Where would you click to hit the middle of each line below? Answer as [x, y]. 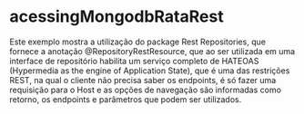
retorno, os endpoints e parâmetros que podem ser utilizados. [126, 99]
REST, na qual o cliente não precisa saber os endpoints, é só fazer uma [143, 80]
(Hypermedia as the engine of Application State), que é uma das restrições [150, 71]
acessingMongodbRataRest [117, 17]
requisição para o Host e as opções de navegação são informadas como [146, 90]
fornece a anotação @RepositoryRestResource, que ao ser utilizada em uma [152, 51]
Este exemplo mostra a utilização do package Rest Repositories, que [138, 42]
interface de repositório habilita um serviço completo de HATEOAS [134, 61]
